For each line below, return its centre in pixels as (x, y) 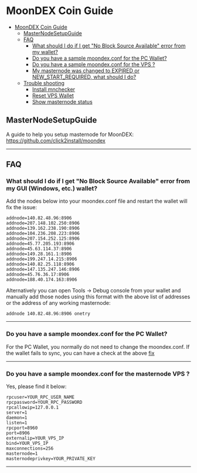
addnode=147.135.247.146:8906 (43, 270)
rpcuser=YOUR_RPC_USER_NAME (40, 397)
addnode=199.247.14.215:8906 (42, 259)
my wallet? (45, 52)
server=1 (17, 413)
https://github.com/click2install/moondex (56, 140)
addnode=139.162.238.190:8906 (43, 229)
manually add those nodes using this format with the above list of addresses (98, 297)
